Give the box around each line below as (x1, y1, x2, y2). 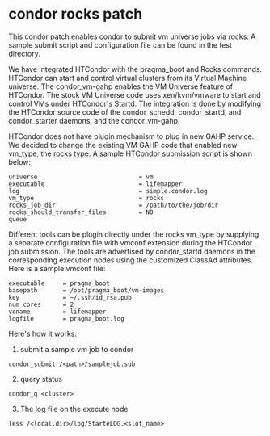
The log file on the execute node (19, 404, 129, 413)
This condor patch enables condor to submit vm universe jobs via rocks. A (8, 31, 256, 41)
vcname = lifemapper (8, 308, 107, 316)
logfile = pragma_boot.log (8, 314, 125, 323)
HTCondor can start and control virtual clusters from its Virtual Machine (8, 73, 247, 82)
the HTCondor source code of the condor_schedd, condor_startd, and (8, 107, 242, 117)
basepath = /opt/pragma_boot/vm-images (8, 286, 164, 295)
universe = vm (8, 173, 154, 181)
